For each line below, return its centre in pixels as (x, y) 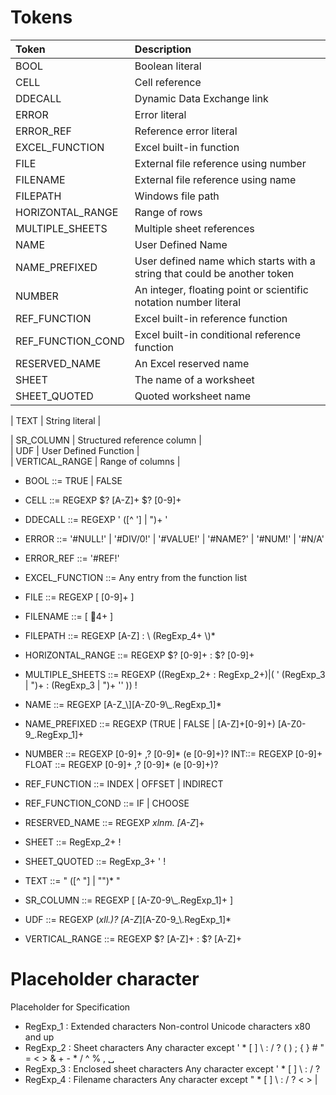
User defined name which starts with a (225, 261)
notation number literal (188, 302)
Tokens (41, 17)
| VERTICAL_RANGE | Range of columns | (95, 461)
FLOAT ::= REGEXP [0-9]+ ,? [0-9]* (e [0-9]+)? (121, 764)
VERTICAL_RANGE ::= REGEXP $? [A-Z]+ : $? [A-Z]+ (133, 938)
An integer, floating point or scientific (221, 289)
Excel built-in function (187, 147)
